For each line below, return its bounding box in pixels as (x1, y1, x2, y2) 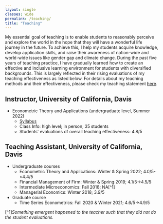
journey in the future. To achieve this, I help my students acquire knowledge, (5, 44, 159, 50)
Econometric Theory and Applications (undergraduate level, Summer (12, 108, 150, 114)
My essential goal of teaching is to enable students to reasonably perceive (5, 34, 154, 40)
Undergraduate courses (12, 163, 60, 169)
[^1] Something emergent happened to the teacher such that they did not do (5, 209, 157, 215)
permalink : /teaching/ (5, 16, 51, 21)
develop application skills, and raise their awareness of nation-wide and (5, 50, 149, 56)
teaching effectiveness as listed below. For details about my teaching (5, 76, 144, 81)
